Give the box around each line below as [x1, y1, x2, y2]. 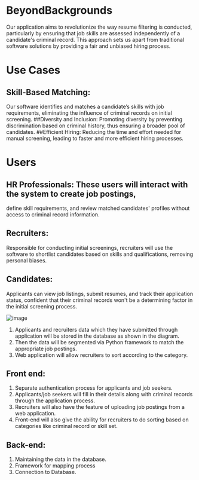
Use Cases [6, 63, 61, 77]
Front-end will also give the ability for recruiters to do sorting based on [14, 416, 189, 423]
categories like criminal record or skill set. [14, 423, 118, 430]
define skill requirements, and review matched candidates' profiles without [6, 204, 190, 212]
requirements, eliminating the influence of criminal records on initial [6, 109, 172, 117]
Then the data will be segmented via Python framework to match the [14, 338, 184, 346]
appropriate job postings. [14, 345, 77, 352]
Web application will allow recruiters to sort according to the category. [14, 351, 188, 359]
